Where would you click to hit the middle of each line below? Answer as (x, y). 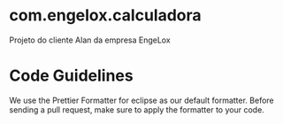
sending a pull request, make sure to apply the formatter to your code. (137, 109)
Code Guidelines (72, 76)
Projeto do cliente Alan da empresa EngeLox (90, 40)
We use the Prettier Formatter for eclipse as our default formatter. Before (141, 100)
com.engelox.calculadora (105, 15)
